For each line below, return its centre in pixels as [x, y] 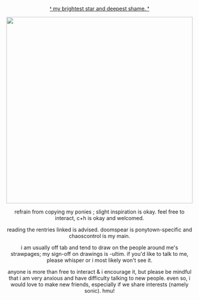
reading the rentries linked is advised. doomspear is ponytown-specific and [99, 230]
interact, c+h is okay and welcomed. [99, 218]
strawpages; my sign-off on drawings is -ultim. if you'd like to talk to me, [99, 254]
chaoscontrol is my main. [99, 236]
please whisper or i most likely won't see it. [99, 260]
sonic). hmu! [99, 291]
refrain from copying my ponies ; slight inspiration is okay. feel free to [99, 212]
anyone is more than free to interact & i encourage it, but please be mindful [99, 272]
